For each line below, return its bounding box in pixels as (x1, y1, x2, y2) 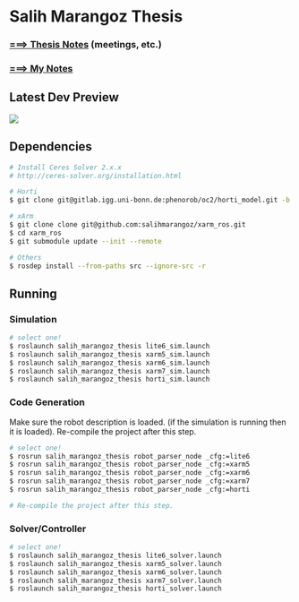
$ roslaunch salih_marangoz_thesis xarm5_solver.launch (9, 559, 222, 568)
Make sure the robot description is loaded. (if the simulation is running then (9, 417, 286, 427)
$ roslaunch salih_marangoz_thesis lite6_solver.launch (9, 551, 222, 560)
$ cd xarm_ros (9, 228, 63, 237)
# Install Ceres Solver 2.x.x (9, 163, 123, 172)
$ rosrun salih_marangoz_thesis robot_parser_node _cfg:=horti (9, 486, 251, 494)
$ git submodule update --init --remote (9, 236, 163, 245)
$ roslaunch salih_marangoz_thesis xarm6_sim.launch (9, 358, 210, 367)
